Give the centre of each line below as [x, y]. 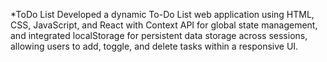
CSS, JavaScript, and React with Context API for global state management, [164, 25]
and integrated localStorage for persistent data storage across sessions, [159, 35]
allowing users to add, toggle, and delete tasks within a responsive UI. [154, 46]
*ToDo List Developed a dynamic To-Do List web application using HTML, [162, 14]
